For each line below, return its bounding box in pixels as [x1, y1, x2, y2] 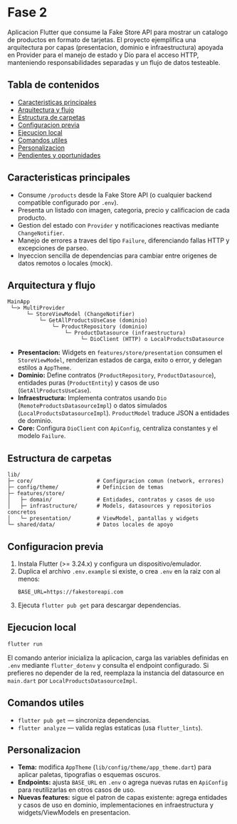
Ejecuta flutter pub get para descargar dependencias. [17, 601, 181, 609]
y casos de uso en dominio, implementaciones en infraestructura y [17, 800, 214, 810]
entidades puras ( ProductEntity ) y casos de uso [17, 379, 159, 387]
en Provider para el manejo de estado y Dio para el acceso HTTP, [7, 51, 199, 59]
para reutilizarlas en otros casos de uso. [17, 785, 136, 794]
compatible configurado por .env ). [17, 198, 119, 207]
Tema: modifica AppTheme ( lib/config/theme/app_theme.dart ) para [17, 763, 212, 771]
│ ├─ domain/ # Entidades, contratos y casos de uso [7, 497, 215, 504]
